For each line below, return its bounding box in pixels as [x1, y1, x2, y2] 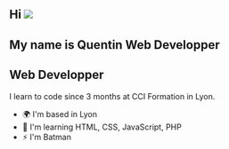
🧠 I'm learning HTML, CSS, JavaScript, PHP [21, 122, 183, 132]
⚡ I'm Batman [21, 131, 71, 142]
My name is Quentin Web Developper [9, 37, 220, 52]
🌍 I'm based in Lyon [21, 108, 98, 119]
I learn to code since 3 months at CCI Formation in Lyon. [9, 90, 216, 101]
